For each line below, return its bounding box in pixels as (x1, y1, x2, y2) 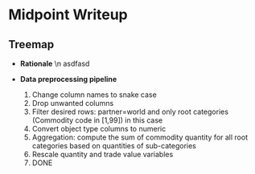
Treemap (8, 38, 55, 51)
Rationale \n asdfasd (19, 59, 90, 68)
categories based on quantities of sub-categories (31, 141, 197, 150)
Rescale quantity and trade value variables (31, 150, 174, 159)
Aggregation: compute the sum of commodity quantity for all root (31, 132, 248, 142)
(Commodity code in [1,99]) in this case (31, 115, 163, 125)
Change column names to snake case (31, 90, 157, 99)
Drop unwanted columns (31, 99, 114, 107)
